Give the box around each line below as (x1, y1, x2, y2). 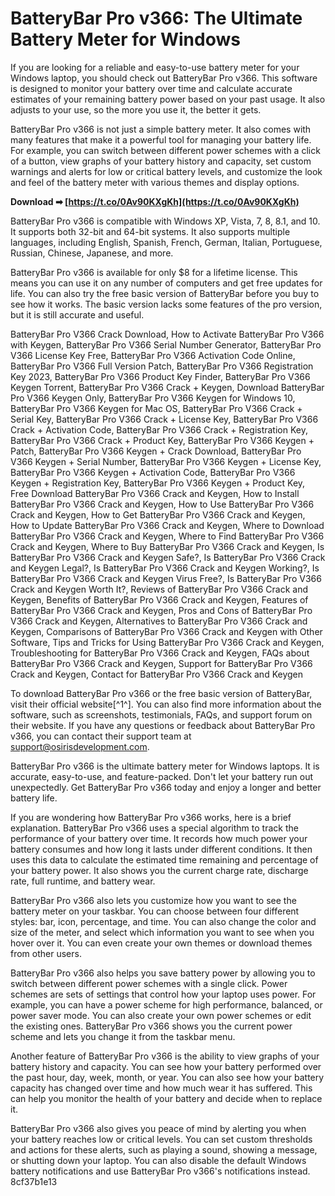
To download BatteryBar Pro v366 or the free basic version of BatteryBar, (10, 687, 313, 699)
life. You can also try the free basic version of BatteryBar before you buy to (10, 287, 320, 299)
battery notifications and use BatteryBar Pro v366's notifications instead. (10, 1165, 311, 1177)
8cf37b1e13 (10, 1175, 58, 1187)
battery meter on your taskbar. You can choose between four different (10, 905, 300, 917)
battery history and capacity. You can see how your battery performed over (10, 1060, 322, 1072)
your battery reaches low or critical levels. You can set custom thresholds (10, 1133, 313, 1145)
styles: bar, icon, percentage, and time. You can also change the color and (10, 915, 317, 927)
